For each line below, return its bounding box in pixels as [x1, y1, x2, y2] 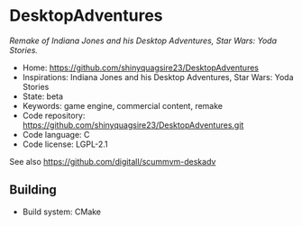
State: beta [22, 91, 64, 102]
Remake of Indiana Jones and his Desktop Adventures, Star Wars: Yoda [9, 35, 278, 46]
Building [9, 182, 57, 198]
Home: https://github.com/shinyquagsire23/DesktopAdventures [22, 62, 260, 73]
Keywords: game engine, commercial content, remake [22, 100, 224, 111]
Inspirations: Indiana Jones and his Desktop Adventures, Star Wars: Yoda [22, 71, 294, 82]
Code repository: [22, 110, 86, 121]
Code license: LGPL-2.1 [22, 139, 108, 149]
